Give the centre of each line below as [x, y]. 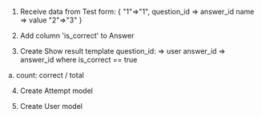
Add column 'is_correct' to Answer [77, 36]
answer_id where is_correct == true [79, 60]
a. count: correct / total [46, 75]
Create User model [51, 106]
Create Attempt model [56, 91]
